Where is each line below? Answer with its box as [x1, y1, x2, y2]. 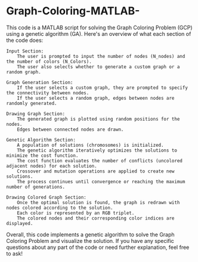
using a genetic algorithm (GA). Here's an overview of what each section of [6, 30, 191, 37]
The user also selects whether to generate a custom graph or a [17, 64, 180, 70]
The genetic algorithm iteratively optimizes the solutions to [17, 147, 178, 153]
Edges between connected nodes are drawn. [17, 127, 124, 132]
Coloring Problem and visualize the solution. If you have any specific [6, 237, 175, 244]
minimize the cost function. [6, 152, 79, 159]
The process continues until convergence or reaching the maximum [17, 178, 185, 184]
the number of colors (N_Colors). [6, 58, 92, 64]
